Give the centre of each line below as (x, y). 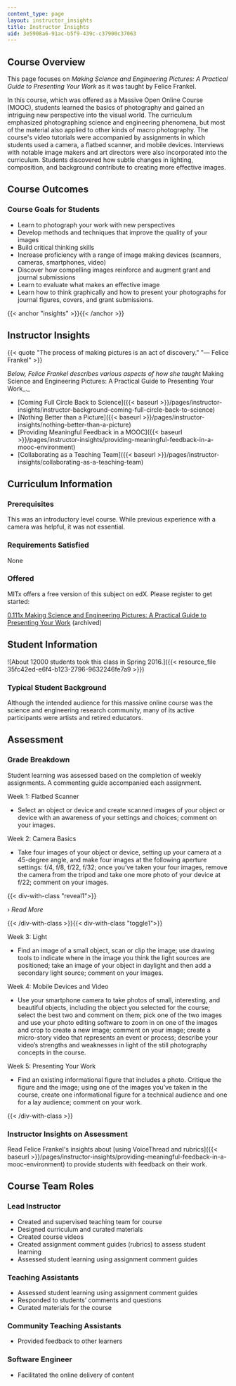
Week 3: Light (27, 936)
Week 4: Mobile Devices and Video (58, 986)
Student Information (53, 645)
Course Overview (46, 62)
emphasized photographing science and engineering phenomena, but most (116, 122)
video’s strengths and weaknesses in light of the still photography (112, 1045)
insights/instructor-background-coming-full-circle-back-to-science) (116, 410)
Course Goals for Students (54, 210)
